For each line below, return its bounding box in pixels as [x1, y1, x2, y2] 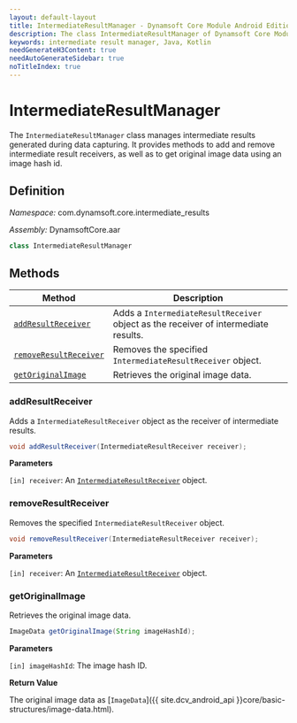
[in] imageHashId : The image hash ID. [9, 660, 148, 671]
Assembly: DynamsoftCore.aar [9, 224, 121, 235]
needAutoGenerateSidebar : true [9, 54, 125, 63]
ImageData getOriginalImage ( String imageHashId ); [9, 627, 196, 635]
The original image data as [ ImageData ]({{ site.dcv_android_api [9, 694, 235, 704]
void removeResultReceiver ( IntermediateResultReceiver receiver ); [9, 535, 259, 543]
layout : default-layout [9, 12, 97, 22]
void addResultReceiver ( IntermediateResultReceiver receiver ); [9, 442, 247, 451]
